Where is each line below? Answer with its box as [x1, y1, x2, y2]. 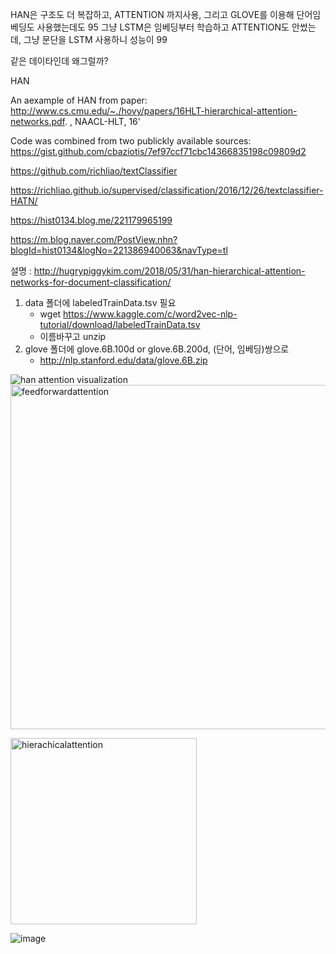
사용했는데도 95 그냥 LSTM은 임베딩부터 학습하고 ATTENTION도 [36, 21, 290, 33]
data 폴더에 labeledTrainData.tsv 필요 [24, 297, 177, 308]
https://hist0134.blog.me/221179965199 [10, 214, 173, 226]
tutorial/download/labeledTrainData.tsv [39, 319, 201, 330]
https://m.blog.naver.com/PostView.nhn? [10, 234, 178, 245]
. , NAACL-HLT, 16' [64, 116, 141, 127]
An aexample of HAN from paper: [10, 94, 148, 106]
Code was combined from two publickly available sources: [10, 135, 252, 147]
